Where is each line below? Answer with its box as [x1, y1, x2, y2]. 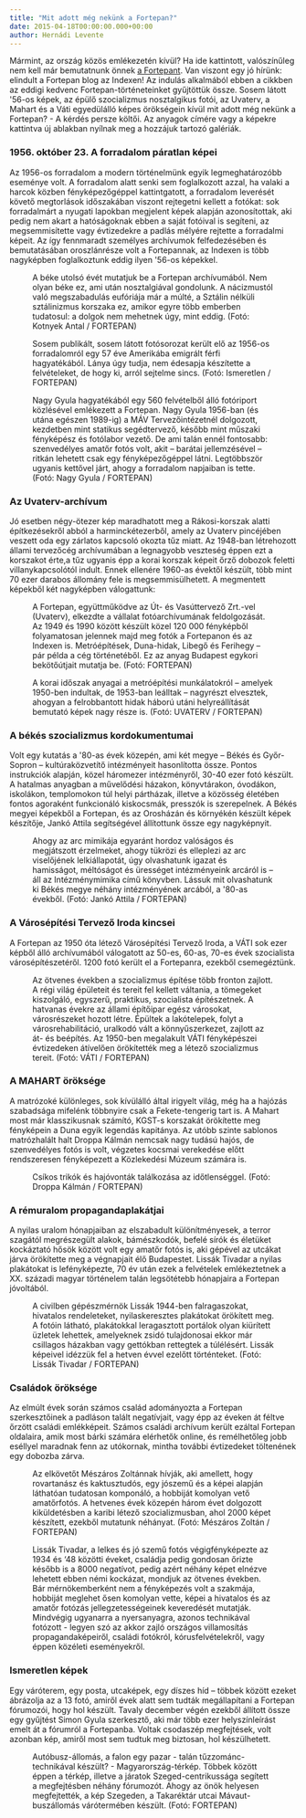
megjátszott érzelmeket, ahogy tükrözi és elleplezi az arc [32, 846, 247, 856]
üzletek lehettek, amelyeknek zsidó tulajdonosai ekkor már [32, 1329, 253, 1340]
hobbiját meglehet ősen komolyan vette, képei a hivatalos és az [32, 1592, 271, 1603]
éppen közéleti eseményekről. [32, 1641, 145, 1653]
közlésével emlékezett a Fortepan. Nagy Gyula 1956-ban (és [32, 404, 259, 415]
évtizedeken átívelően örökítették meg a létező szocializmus [32, 1042, 259, 1053]
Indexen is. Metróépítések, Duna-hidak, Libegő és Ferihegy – [32, 640, 261, 651]
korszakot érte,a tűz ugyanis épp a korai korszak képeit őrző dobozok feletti [9, 554, 295, 565]
